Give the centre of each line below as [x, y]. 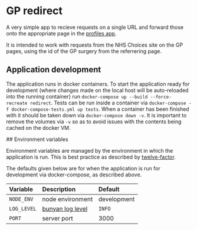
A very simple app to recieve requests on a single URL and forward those [95, 27]
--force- [161, 97]
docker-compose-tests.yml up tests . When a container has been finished [101, 109]
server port [58, 218]
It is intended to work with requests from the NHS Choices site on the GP [95, 45]
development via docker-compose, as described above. [74, 175]
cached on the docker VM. [38, 127]
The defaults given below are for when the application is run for [83, 168]
